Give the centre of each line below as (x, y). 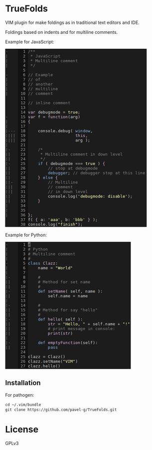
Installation (23, 383)
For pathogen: (20, 395)
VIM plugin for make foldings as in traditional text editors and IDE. (72, 22)
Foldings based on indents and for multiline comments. (62, 32)
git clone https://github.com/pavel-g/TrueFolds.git (61, 410)
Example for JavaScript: (30, 42)
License (22, 429)
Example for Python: (26, 235)
